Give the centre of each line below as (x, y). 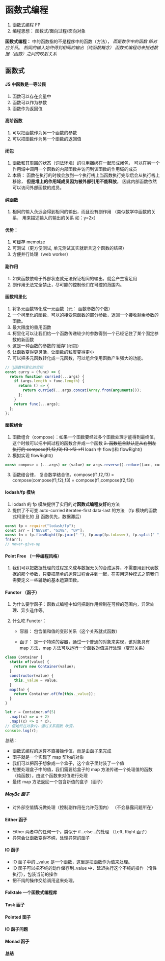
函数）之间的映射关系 (35, 54)
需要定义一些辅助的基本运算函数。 (47, 580)
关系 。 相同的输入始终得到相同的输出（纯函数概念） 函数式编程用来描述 (81, 47)
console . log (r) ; (22, 731)
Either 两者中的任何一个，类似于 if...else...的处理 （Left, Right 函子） (81, 831)
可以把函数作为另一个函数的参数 (44, 132)
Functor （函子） (23, 592)
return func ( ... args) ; (37, 404)
